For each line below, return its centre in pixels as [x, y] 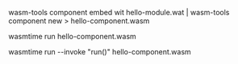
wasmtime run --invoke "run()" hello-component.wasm [100, 52]
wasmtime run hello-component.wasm [73, 36]
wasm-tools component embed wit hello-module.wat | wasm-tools [119, 12]
